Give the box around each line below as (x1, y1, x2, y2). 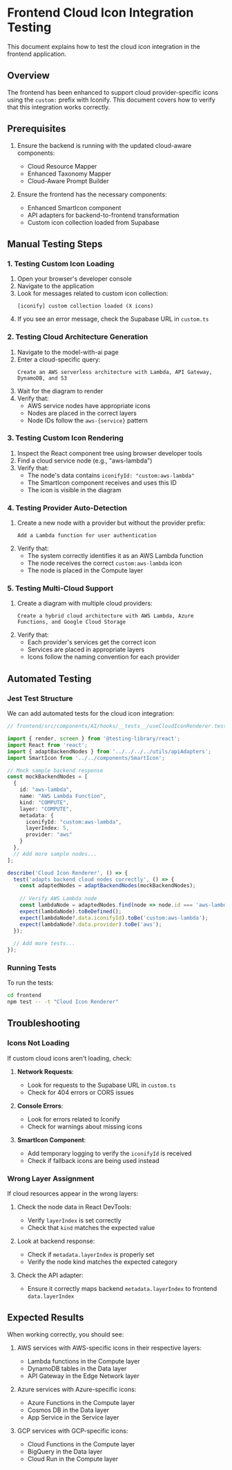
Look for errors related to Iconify (27, 1115, 121, 1123)
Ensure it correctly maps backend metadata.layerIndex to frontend (27, 1285, 217, 1293)
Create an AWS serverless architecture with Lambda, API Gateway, (17, 369, 213, 375)
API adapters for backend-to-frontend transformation (27, 211, 180, 219)
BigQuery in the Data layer (27, 1447, 103, 1455)
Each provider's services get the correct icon (27, 638, 157, 646)
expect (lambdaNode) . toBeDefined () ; (19, 908, 122, 915)
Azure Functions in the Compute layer (27, 1398, 135, 1406)
